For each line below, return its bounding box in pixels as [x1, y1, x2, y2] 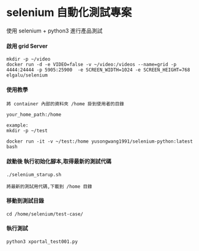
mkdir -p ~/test [6, 128, 48, 134]
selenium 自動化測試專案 [6, 6, 132, 20]
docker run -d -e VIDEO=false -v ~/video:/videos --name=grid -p [6, 62, 176, 68]
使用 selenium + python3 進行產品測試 [6, 27, 103, 34]
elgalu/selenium [6, 72, 48, 78]
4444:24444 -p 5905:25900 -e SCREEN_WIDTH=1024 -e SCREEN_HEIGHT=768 [6, 67, 190, 73]
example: [6, 122, 29, 129]
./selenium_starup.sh [6, 171, 62, 178]
